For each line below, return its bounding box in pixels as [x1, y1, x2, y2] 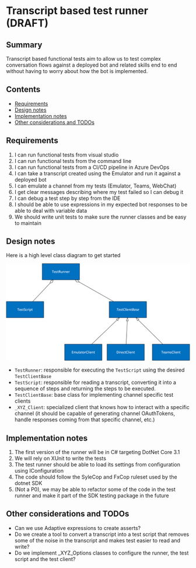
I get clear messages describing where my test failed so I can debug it [14, 188, 184, 195]
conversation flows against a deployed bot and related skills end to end [6, 61, 177, 68]
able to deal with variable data [14, 207, 87, 214]
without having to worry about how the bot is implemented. [6, 68, 148, 74]
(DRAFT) [6, 16, 48, 30]
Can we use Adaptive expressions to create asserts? [14, 524, 141, 531]
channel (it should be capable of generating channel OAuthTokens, [14, 410, 175, 417]
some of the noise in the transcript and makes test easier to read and [14, 536, 181, 544]
